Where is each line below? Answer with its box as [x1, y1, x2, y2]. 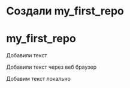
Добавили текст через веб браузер [6, 63, 97, 71]
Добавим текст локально [6, 75, 71, 83]
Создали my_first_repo [6, 4, 124, 18]
